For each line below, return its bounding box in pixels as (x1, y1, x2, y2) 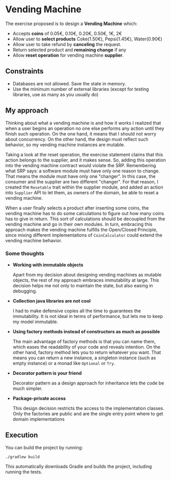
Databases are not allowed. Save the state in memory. (12, 80, 126, 86)
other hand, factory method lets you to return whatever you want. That (12, 349, 161, 355)
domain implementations (12, 416, 65, 422)
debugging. (12, 288, 37, 294)
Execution (5, 431, 38, 440)
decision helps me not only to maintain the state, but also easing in (12, 282, 153, 288)
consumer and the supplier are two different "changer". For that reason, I (5, 178, 158, 185)
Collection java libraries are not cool (12, 298, 91, 304)
